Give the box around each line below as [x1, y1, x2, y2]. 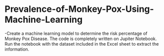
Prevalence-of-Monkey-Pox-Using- [4, 3, 154, 15]
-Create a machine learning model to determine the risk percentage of [4, 30, 148, 36]
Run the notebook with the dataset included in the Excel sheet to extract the [4, 41, 159, 47]
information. [4, 46, 30, 52]
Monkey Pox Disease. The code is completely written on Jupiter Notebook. [4, 36, 157, 42]
